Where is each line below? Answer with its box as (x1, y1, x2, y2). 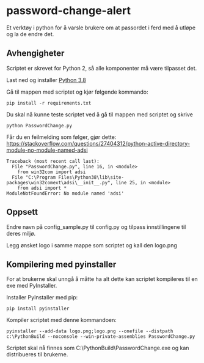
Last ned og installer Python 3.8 (6, 76, 87, 83)
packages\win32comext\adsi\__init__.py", (6, 179, 114, 185)
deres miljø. (6, 230, 36, 237)
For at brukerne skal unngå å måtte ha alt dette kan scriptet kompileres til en (6, 275, 199, 283)
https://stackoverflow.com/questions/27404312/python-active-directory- (6, 140, 191, 147)
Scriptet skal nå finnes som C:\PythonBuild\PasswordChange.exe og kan (6, 344, 189, 352)
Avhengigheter (6, 48, 65, 59)
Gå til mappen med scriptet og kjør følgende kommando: (6, 88, 148, 95)
